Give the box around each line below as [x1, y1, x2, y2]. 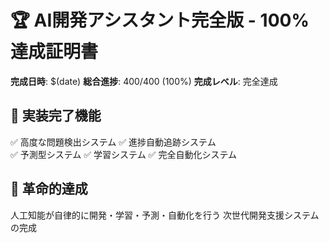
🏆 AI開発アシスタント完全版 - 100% [10, 9, 310, 32]
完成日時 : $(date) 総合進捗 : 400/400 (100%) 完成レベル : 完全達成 [10, 75, 278, 87]
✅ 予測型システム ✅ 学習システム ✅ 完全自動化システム [10, 148, 237, 160]
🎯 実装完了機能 [10, 107, 102, 125]
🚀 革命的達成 [10, 181, 88, 198]
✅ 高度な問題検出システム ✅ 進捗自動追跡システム [10, 136, 217, 148]
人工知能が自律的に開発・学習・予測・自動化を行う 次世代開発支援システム [10, 209, 320, 221]
